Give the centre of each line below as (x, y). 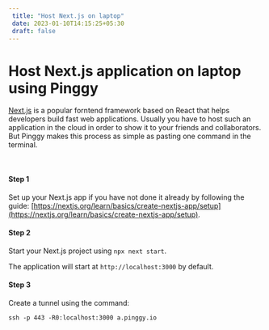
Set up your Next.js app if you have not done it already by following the (126, 197)
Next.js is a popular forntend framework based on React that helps (119, 111)
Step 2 (19, 233)
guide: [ (21, 205)
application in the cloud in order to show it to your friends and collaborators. (135, 128)
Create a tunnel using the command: (69, 302)
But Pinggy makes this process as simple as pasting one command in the (130, 136)
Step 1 (19, 179)
